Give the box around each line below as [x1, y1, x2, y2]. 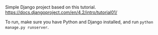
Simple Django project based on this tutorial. [5, 4, 96, 10]
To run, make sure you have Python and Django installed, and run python [5, 19, 154, 25]
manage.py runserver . [5, 24, 49, 30]
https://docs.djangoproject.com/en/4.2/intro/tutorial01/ [5, 9, 118, 15]
